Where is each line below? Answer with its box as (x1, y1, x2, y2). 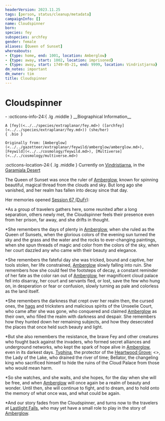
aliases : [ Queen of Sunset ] (5, 44, 63, 49)
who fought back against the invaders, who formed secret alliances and (5, 339, 151, 345)
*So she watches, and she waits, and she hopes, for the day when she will (5, 374, 157, 380)
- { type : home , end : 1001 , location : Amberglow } (5, 53, 107, 58)
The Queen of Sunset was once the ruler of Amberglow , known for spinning (5, 176, 159, 182)
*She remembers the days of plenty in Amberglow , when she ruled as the (5, 226, 155, 232)
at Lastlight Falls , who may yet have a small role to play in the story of (5, 405, 146, 411)
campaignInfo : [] (5, 16, 41, 21)
